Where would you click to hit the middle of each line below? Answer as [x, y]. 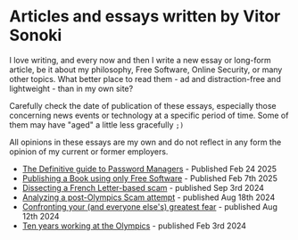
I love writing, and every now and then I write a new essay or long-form [141, 60]
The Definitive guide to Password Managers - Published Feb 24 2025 [149, 169]
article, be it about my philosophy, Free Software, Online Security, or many [146, 70]
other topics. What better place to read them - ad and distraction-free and [145, 79]
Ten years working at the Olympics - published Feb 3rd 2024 [134, 226]
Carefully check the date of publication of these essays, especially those [143, 105]
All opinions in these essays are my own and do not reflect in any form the [145, 142]
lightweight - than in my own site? [71, 88]
